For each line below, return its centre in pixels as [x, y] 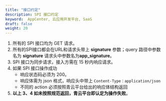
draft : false [19, 24]
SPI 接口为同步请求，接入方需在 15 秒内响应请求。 [64, 62]
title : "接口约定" [23, 10]
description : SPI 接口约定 [32, 14]
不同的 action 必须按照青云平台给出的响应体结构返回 [74, 87]
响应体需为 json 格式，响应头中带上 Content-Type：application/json [90, 81]
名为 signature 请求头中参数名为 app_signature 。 [63, 56]
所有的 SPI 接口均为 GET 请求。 [45, 43]
